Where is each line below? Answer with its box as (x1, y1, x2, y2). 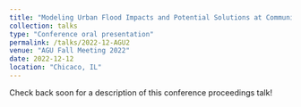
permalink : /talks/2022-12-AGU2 (9, 37, 130, 47)
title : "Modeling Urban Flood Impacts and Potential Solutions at (9, 12, 262, 22)
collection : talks (9, 21, 78, 30)
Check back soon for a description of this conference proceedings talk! (9, 86, 273, 98)
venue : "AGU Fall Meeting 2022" (9, 46, 130, 55)
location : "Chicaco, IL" (9, 63, 102, 72)
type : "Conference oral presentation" (9, 29, 154, 38)
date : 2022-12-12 (9, 54, 74, 63)
